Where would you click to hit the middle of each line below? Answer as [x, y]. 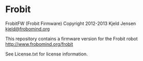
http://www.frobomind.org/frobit [39, 44]
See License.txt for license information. [46, 54]
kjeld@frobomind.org [28, 28]
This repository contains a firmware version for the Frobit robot [71, 39]
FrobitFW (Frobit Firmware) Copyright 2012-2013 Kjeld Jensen [71, 23]
